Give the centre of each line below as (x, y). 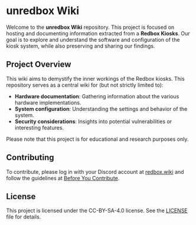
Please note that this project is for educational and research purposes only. (97, 139)
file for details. (24, 217)
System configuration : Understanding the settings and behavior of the (101, 109)
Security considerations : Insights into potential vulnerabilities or (93, 121)
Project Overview (39, 64)
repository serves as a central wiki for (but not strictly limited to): (85, 85)
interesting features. (39, 127)
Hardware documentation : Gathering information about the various (97, 96)
